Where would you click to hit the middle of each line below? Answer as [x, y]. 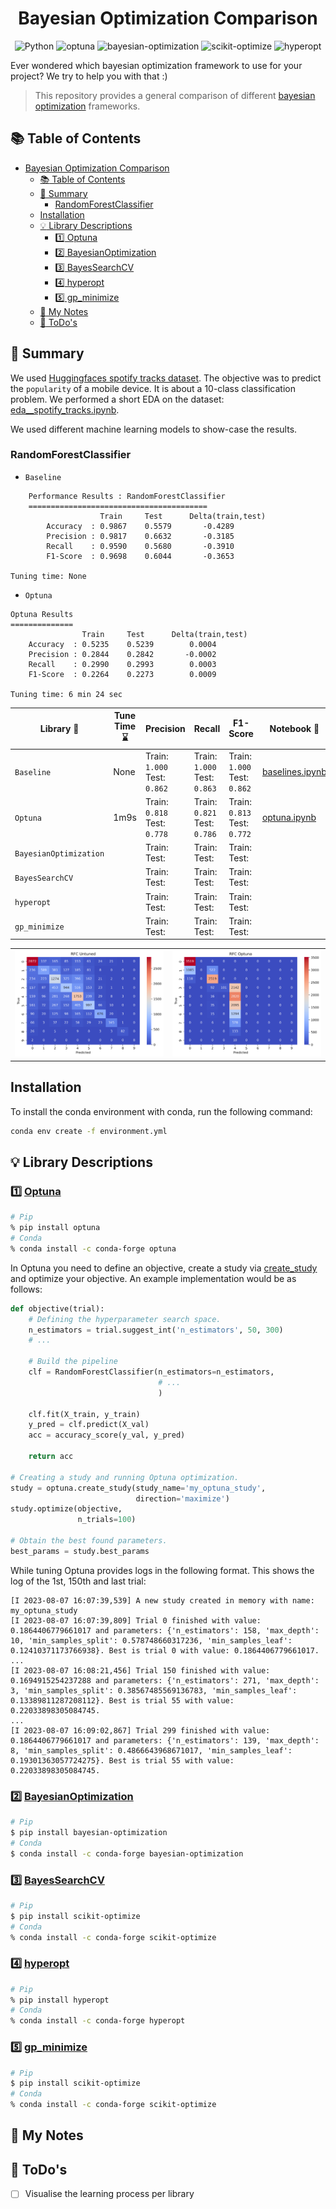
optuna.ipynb [289, 818]
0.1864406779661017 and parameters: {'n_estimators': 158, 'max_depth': [165, 1630]
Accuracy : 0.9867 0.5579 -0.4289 [140, 526]
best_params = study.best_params [80, 1551]
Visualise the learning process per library [109, 2194]
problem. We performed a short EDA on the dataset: [117, 399]
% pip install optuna [55, 1228]
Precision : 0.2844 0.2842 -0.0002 [122, 654]
